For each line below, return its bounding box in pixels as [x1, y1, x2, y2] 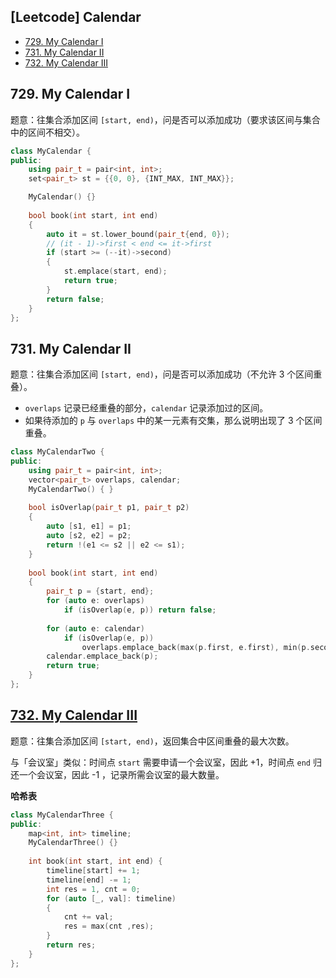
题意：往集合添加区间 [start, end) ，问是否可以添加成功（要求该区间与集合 [10, 113, 321, 125]
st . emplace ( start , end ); [63, 266, 168, 277]
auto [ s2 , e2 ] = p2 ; [46, 531, 132, 541]
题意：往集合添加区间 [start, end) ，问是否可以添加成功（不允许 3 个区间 [10, 368, 314, 380]
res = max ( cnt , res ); [63, 921, 155, 932]
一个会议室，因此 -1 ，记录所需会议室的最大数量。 [18, 768, 225, 780]
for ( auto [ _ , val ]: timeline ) [46, 893, 177, 904]
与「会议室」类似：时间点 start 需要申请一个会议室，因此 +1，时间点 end [10, 756, 311, 768]
